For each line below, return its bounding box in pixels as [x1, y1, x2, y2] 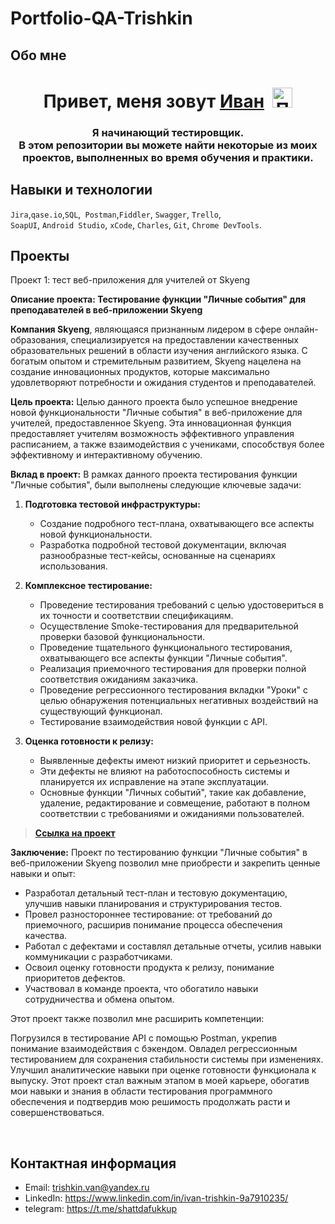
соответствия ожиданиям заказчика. [39, 673, 199, 686]
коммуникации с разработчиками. [24, 951, 173, 963]
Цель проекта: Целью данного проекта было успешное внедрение [10, 396, 298, 408]
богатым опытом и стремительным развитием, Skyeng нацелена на [10, 355, 302, 367]
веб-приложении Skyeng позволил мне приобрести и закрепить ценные [10, 857, 321, 869]
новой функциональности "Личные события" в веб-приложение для [10, 407, 303, 419]
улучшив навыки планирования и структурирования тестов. [24, 898, 283, 910]
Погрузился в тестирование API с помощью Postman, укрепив [10, 1032, 278, 1044]
